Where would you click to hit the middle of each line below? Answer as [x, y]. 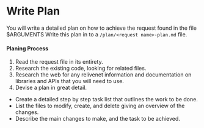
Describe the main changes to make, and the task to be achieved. [97, 119]
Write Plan [33, 11]
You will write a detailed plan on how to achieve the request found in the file [102, 28]
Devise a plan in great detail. [51, 88]
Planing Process [27, 48]
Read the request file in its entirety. [59, 62]
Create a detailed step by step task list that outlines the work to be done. [107, 99]
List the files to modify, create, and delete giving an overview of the [100, 106]
